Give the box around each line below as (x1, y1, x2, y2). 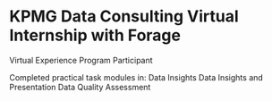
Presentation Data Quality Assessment (9, 81, 151, 92)
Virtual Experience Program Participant (9, 55, 154, 65)
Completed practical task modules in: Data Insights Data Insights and (9, 72, 264, 82)
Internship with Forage (9, 25, 182, 46)
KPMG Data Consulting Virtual (9, 6, 239, 27)
